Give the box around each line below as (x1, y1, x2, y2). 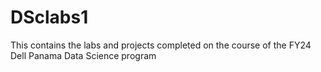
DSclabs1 (10, 6, 89, 29)
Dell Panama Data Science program (10, 49, 157, 61)
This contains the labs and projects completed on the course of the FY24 (10, 39, 312, 51)
